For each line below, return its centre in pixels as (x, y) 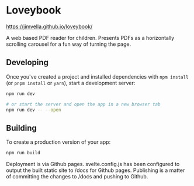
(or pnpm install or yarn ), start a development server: (71, 83)
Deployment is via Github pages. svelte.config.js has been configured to (93, 164)
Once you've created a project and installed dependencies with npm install (97, 76)
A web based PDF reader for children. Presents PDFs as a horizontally (90, 38)
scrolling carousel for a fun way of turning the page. (69, 44)
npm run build (23, 153)
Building (21, 128)
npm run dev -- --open (34, 110)
